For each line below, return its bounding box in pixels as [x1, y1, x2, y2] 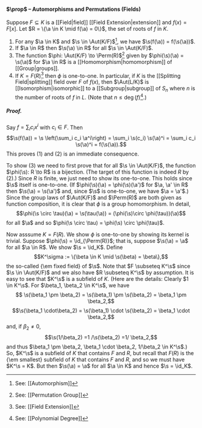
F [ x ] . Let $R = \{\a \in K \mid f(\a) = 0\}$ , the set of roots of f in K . [6, 25, 168, 33]
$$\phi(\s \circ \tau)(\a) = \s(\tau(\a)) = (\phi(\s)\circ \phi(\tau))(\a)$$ [16, 210, 186, 217]
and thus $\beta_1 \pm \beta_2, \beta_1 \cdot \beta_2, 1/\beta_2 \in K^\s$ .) [6, 343, 188, 350]
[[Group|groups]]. [14, 65, 59, 72]
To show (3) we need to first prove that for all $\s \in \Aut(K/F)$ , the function [6, 162, 196, 169]
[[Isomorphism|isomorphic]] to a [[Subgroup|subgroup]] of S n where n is [14, 85, 195, 93]
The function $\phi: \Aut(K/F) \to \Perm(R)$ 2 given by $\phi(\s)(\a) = [14, 51, 185, 59]
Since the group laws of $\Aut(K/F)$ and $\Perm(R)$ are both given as [6, 194, 182, 201]
